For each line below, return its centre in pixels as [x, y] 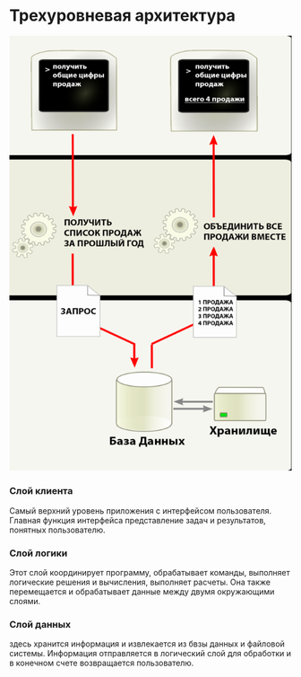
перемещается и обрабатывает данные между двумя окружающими [142, 591]
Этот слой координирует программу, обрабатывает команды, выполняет [150, 572]
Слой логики [39, 553]
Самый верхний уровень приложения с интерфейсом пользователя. [141, 510]
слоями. [25, 601]
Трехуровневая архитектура [122, 16]
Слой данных [40, 624]
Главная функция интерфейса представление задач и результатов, [138, 520]
